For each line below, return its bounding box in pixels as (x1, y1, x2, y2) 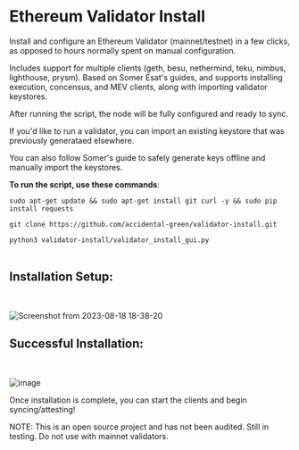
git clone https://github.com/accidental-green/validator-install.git (9, 220, 278, 229)
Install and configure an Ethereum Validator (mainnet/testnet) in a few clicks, (9, 36, 290, 46)
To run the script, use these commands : (9, 179, 161, 189)
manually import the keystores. (9, 162, 123, 172)
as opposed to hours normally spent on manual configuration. (9, 45, 237, 55)
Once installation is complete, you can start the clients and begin (9, 395, 247, 405)
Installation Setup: (9, 270, 113, 285)
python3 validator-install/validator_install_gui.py (9, 235, 210, 245)
